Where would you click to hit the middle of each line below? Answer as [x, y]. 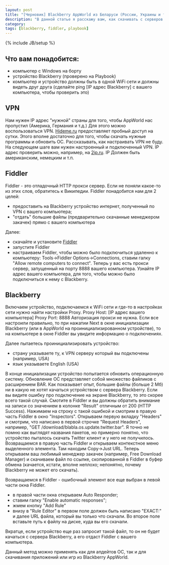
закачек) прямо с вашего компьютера [54, 222]
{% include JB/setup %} [30, 43]
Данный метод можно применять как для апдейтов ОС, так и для [76, 552]
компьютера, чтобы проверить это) [51, 92]
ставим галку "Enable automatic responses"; [60, 500]
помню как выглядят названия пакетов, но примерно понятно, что [77, 433]
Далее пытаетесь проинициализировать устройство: [62, 343]
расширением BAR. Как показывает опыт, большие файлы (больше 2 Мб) [84, 384]
